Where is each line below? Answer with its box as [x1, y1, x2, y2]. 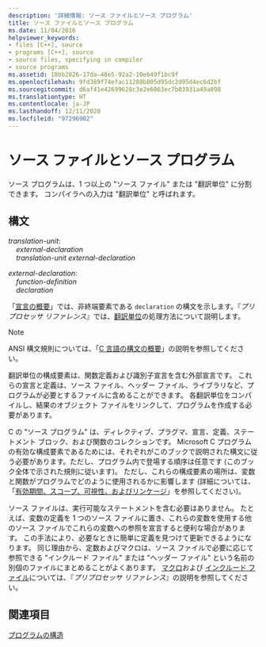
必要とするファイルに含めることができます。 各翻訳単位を [42, 390, 231, 400]
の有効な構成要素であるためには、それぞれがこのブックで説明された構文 [8, 446, 244, 456]
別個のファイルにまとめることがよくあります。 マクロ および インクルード [8, 562, 247, 572]
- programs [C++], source [8, 48, 93, 56]
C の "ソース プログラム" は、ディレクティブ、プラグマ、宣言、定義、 [8, 427, 234, 436]
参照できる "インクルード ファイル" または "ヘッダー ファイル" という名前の [8, 553, 255, 562]
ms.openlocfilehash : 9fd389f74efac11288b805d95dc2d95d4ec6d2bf [8, 78, 222, 86]
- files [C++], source [8, 41, 83, 49]
